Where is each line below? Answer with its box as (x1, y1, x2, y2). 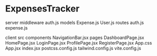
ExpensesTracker (5, 3, 80, 14)
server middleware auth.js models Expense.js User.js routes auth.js (5, 19, 144, 25)
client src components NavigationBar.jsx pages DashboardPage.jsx (5, 34, 144, 40)
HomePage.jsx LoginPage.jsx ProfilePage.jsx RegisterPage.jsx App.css (5, 39, 152, 45)
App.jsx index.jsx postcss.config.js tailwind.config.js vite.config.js (5, 45, 141, 51)
